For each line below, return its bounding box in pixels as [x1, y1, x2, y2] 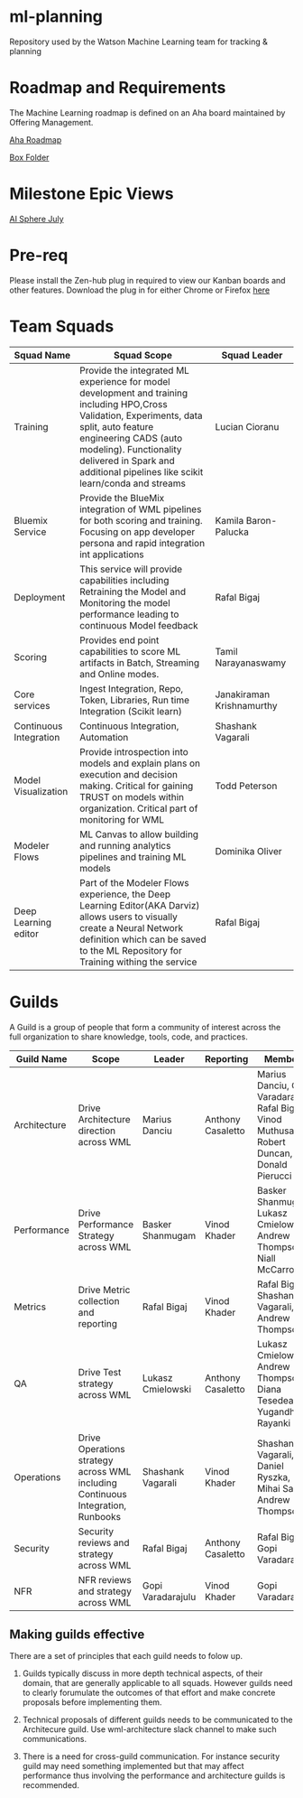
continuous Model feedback [79, 619, 198, 631]
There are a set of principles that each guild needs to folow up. [9, 1651, 243, 1662]
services [14, 699, 50, 712]
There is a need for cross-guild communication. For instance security [22, 1751, 280, 1762]
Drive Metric [78, 1283, 131, 1296]
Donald [256, 1158, 288, 1170]
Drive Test [78, 1365, 122, 1378]
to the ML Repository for [79, 944, 182, 956]
